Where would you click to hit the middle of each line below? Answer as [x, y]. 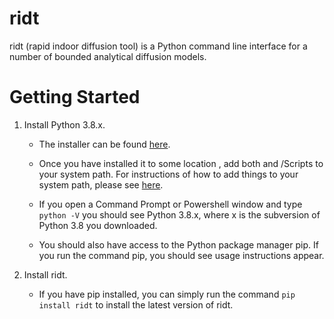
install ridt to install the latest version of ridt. [136, 304]
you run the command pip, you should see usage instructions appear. [181, 255]
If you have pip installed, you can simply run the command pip [167, 294]
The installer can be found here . [104, 144]
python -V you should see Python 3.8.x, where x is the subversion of [179, 214]
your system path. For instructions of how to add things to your [168, 174]
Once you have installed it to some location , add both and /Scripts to [181, 163]
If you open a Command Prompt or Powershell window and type [170, 204]
